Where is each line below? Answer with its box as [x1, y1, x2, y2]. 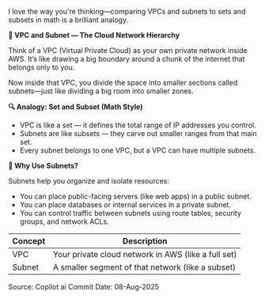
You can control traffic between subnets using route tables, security [19, 209, 242, 218]
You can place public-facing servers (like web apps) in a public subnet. [19, 191, 252, 201]
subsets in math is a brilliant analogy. [8, 15, 129, 25]
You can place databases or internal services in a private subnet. [19, 200, 232, 209]
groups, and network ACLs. [19, 217, 109, 226]
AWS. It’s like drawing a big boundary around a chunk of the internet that [8, 55, 245, 63]
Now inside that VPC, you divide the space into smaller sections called [8, 78, 238, 87]
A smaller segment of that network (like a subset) [52, 262, 236, 272]
